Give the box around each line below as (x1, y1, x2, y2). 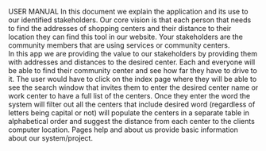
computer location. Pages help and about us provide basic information (8, 125, 238, 134)
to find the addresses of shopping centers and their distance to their (8, 24, 232, 33)
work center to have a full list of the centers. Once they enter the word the (8, 91, 251, 100)
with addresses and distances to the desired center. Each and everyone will (8, 57, 256, 67)
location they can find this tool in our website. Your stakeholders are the (8, 32, 244, 41)
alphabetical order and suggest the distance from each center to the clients (8, 117, 256, 126)
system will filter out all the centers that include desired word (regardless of (8, 99, 256, 109)
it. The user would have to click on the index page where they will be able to (8, 75, 257, 83)
